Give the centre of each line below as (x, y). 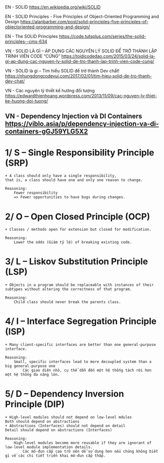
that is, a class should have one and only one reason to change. (74, 180)
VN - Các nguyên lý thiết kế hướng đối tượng (50, 91)
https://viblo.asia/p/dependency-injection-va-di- (82, 124)
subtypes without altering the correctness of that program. (69, 289)
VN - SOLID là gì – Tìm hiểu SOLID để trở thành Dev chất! (62, 71)
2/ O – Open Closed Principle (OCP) (78, 216)
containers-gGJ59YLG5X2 (47, 131)
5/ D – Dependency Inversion (65, 394)
